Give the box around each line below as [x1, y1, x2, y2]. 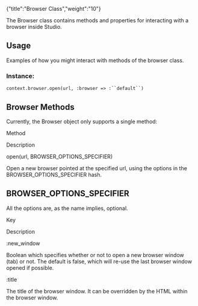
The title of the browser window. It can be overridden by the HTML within [6, 287, 188, 295]
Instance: [6, 72, 35, 80]
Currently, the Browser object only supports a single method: [6, 118, 158, 125]
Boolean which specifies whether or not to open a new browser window [6, 251, 185, 258]
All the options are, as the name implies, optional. [6, 205, 128, 212]
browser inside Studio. [6, 24, 62, 30]
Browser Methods [6, 102, 75, 112]
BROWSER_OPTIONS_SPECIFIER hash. [6, 171, 102, 178]
